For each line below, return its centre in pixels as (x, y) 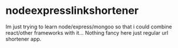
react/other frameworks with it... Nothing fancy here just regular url (87, 32)
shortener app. (24, 39)
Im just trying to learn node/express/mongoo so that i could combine (89, 27)
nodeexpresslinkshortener (72, 11)
